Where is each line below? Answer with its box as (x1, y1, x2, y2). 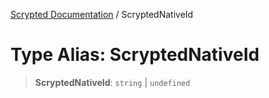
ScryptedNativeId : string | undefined (34, 76, 191, 88)
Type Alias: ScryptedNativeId (10, 44, 260, 66)
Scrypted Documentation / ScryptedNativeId (10, 9, 194, 20)
